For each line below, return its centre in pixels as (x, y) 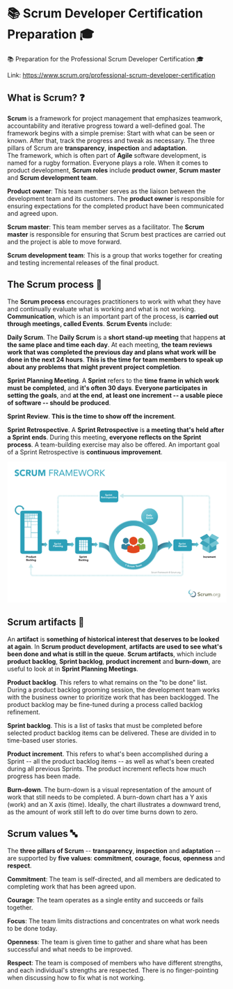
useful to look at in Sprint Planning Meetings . (73, 669)
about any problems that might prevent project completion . (95, 366)
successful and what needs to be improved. (70, 949)
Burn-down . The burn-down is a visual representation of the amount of (110, 789)
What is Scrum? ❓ (46, 98)
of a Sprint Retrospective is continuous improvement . (85, 452)
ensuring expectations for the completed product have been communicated (115, 206)
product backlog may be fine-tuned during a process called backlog (105, 704)
